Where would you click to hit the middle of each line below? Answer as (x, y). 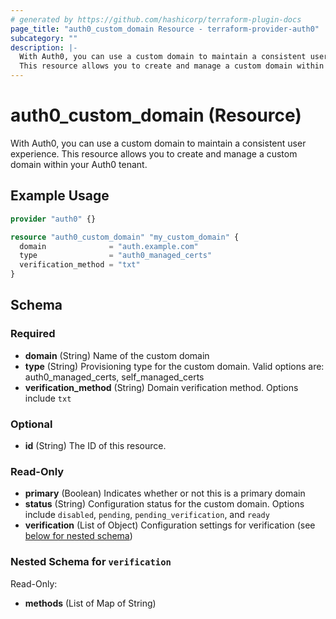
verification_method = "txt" (80, 265)
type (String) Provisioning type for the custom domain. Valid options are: (174, 366)
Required (33, 334)
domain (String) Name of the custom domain (117, 355)
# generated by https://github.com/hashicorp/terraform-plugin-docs (156, 19)
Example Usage (60, 196)
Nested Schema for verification (91, 562)
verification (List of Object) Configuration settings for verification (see (170, 525)
